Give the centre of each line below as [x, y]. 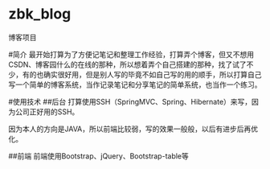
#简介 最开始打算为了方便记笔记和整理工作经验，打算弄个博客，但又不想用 [131, 54]
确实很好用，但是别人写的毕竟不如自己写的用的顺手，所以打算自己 [152, 74]
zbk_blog [40, 14]
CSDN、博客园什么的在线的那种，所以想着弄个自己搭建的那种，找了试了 [127, 64]
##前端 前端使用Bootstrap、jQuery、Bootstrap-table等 [98, 156]
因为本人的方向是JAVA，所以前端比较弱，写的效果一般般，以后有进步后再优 [133, 129]
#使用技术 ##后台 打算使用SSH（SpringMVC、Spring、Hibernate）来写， [130, 101]
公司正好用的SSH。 [47, 111]
